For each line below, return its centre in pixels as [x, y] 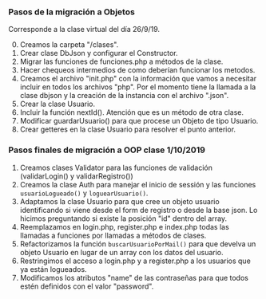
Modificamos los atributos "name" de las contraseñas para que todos [134, 277]
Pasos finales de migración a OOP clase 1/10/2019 [107, 150]
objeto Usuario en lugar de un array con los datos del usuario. [121, 252]
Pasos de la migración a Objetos [72, 12]
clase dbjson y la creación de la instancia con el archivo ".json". [124, 96]
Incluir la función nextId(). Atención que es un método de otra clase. [132, 112]
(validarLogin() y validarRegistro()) [76, 176]
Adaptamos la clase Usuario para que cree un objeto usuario [119, 201]
